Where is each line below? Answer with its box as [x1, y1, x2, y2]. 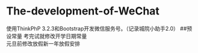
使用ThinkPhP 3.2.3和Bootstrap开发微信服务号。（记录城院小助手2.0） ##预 [6, 25, 193, 32]
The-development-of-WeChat [6, 4, 159, 18]
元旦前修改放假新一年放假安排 [6, 40, 80, 47]
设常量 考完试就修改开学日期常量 [6, 32, 87, 40]
